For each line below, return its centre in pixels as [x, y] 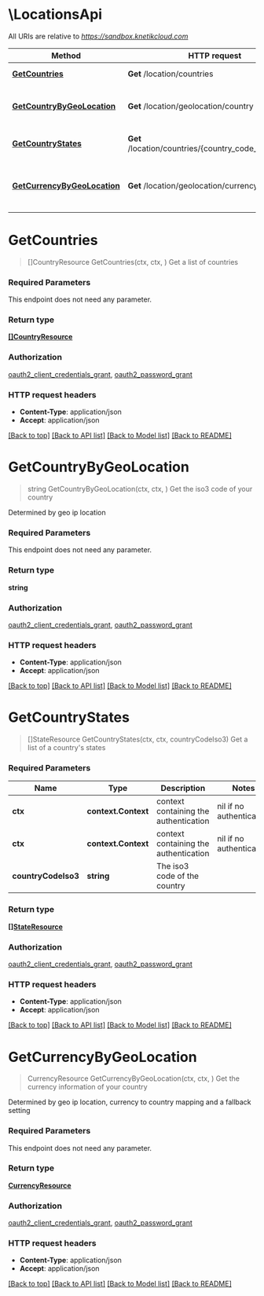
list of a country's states [66, 748]
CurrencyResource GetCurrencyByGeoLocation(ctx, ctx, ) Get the [133, 1078]
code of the [177, 876]
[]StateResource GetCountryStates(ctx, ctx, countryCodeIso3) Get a [137, 739]
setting [19, 1111]
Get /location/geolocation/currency [193, 185]
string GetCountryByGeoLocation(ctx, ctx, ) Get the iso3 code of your [140, 489]
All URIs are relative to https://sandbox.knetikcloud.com [98, 36]
